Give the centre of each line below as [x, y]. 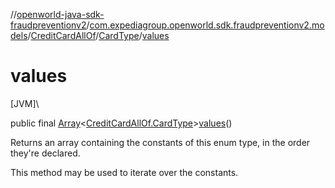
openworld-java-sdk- [60, 14]
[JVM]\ [25, 103]
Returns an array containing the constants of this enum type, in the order [160, 142]
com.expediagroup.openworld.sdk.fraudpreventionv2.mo [207, 25]
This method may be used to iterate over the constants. [124, 172]
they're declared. [45, 153]
